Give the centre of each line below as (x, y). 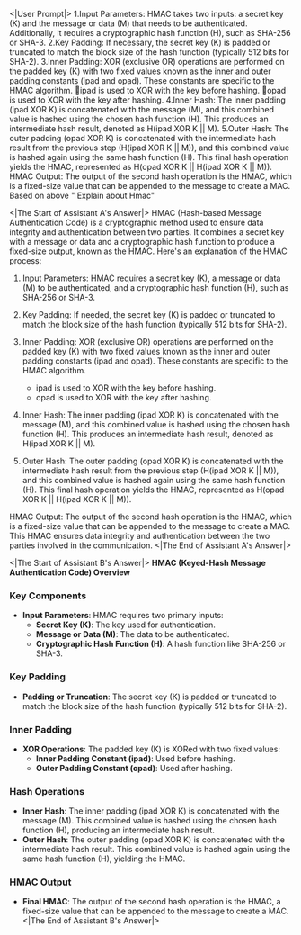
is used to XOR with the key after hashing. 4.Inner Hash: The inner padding (147, 100)
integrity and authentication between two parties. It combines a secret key (147, 232)
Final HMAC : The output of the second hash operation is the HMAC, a (151, 902)
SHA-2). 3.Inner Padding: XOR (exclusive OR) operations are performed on (147, 62)
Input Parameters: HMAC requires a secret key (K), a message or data (151, 278)
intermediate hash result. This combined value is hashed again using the (156, 850)
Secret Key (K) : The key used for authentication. (125, 625)
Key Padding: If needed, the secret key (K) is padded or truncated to (149, 315)
